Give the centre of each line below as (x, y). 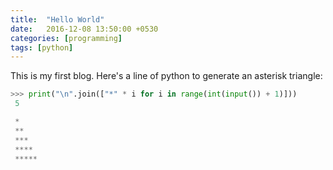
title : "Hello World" (57, 19)
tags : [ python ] (42, 47)
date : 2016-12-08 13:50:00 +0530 (84, 29)
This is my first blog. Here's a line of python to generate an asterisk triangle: (166, 76)
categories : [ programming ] (66, 38)
